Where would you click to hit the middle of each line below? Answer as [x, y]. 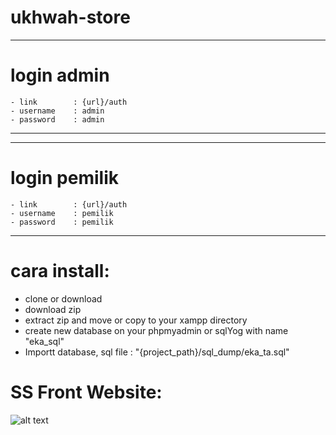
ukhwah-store [70, 17]
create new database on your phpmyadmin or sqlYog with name [156, 330]
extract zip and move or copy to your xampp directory [136, 320]
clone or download [63, 298]
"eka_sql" [44, 341]
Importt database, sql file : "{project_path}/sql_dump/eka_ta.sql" [157, 352]
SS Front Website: [86, 392]
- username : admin [57, 111]
